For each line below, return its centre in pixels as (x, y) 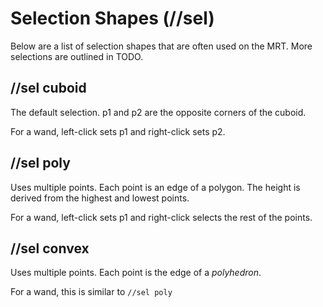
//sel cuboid (48, 88)
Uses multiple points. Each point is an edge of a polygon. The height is (155, 187)
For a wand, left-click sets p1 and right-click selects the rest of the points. (161, 217)
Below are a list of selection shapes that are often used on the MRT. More (161, 46)
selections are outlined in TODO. (77, 56)
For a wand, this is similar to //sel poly (91, 292)
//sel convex (50, 248)
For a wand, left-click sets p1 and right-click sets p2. (118, 131)
